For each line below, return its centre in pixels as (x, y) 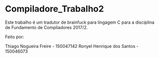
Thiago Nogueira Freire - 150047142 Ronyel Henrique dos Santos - (72, 46)
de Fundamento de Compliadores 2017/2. (46, 27)
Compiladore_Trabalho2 (54, 9)
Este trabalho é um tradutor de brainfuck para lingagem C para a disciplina (80, 22)
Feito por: (15, 37)
